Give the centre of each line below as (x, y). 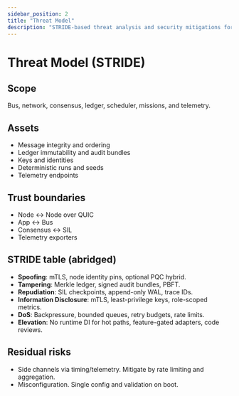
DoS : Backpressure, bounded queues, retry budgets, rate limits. (111, 314)
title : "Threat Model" (41, 21)
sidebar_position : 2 (38, 14)
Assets (23, 128)
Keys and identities (46, 160)
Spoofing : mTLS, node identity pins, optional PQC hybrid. (102, 277)
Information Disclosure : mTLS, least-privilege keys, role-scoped (112, 299)
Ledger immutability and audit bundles (74, 153)
